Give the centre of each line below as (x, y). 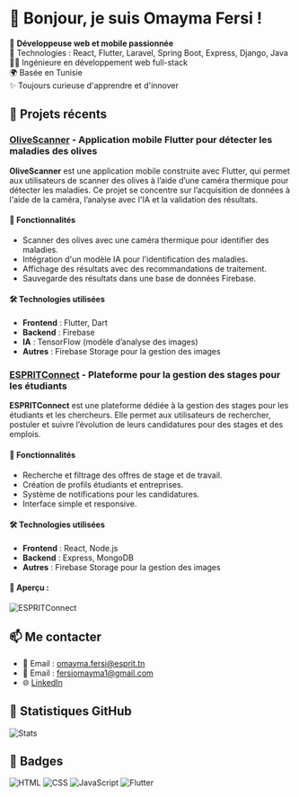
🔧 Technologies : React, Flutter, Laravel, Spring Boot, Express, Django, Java (149, 52)
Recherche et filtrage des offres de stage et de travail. (122, 475)
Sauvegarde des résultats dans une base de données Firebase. (139, 278)
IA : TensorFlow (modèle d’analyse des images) (110, 342)
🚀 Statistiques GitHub (70, 711)
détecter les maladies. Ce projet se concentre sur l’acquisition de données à (149, 190)
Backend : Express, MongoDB (78, 558)
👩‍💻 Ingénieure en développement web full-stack (99, 62)
